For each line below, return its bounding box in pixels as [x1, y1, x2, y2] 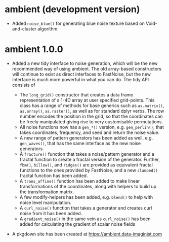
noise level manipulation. [19, 199, 72, 205]
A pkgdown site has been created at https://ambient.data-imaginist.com [12, 231, 162, 237]
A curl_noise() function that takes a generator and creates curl [19, 204, 152, 211]
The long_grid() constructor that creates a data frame [19, 91, 134, 97]
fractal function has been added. [19, 172, 88, 179]
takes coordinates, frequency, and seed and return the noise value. [19, 129, 160, 135]
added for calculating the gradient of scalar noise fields [19, 221, 135, 227]
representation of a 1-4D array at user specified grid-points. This [19, 97, 155, 103]
